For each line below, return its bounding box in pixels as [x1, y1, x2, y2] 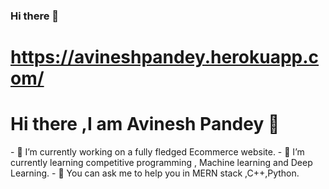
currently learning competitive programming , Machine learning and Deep [10, 157, 313, 169]
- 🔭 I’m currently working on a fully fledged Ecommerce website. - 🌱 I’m [10, 146, 305, 158]
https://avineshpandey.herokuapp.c [10, 46, 320, 69]
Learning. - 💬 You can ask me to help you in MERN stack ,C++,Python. [10, 167, 300, 179]
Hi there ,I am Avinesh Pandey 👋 [10, 113, 280, 136]
